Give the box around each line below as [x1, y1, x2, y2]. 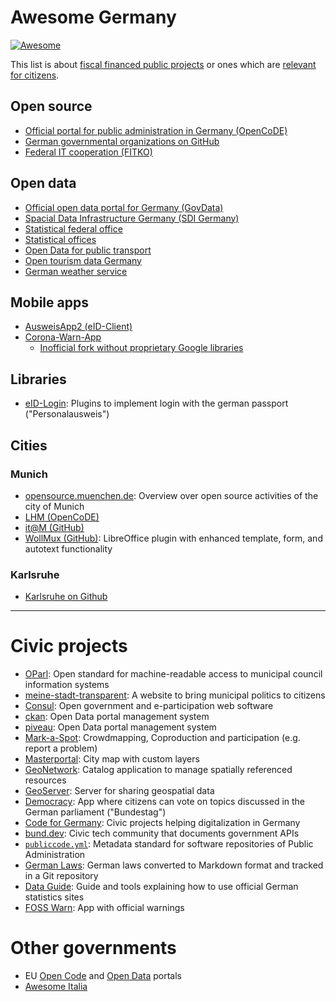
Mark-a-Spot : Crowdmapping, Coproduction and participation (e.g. [24, 732, 301, 744]
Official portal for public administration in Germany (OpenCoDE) [24, 124, 288, 136]
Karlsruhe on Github [24, 591, 108, 603]
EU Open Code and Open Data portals [24, 970, 182, 982]
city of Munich [24, 500, 85, 512]
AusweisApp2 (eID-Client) [24, 321, 133, 333]
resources [24, 774, 67, 786]
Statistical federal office [24, 222, 123, 235]
